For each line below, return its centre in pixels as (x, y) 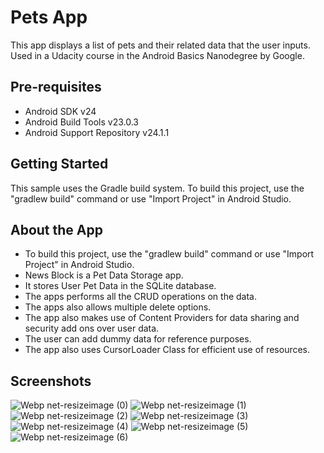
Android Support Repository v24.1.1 (97, 132)
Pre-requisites (56, 87)
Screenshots (51, 381)
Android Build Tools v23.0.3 (82, 122)
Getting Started (59, 164)
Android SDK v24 (60, 111)
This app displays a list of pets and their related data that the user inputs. (160, 45)
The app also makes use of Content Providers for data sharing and (162, 318)
